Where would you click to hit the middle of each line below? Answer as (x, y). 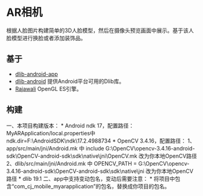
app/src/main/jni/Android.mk (42, 148)
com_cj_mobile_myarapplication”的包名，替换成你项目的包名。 (92, 186)
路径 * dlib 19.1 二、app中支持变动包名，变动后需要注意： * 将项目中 (91, 178)
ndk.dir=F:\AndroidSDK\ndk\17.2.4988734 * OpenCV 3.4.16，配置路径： (96, 141)
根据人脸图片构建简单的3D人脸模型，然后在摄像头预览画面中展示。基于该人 (100, 30)
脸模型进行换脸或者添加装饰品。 (46, 38)
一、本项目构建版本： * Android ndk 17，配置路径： (70, 126)
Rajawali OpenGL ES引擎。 (48, 89)
